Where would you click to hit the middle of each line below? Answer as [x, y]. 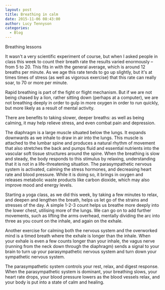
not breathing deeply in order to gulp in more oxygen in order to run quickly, [82, 103]
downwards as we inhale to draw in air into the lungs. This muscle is [74, 138]
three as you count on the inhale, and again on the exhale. [64, 221]
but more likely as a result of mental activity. [50, 108]
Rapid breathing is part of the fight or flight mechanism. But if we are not [79, 92]
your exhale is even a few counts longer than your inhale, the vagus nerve [80, 241]
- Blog [16, 33]
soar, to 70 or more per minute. [36, 83]
